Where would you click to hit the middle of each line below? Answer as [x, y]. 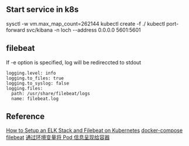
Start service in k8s [42, 10]
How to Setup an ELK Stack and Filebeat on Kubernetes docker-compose [94, 130]
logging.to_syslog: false [37, 83]
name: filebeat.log [35, 99]
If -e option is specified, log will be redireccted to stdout [74, 62]
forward [16, 30]
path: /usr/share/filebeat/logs [51, 93]
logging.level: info [31, 73]
